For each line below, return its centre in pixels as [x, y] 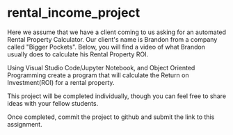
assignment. [25, 124]
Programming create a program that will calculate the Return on [98, 75]
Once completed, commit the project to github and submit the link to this [111, 117]
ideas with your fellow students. [53, 103]
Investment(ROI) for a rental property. [61, 82]
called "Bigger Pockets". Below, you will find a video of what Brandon [106, 47]
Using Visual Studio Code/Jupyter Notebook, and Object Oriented [101, 67]
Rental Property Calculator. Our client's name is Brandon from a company [112, 39]
